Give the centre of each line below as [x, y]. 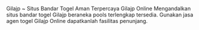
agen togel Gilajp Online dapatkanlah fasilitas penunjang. [77, 21]
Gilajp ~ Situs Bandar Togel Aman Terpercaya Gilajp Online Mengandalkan [99, 9]
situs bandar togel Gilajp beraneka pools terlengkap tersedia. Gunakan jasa [100, 15]
